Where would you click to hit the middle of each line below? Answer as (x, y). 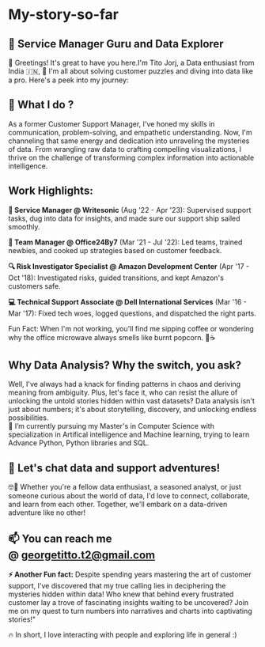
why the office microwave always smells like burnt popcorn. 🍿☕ (112, 337)
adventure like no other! (47, 513)
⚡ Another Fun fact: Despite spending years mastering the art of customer (130, 574)
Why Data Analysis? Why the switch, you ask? (125, 365)
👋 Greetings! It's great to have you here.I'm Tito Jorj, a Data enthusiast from (131, 62)
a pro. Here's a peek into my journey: (68, 80)
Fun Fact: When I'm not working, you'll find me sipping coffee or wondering (131, 328)
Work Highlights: (51, 191)
